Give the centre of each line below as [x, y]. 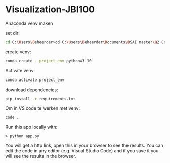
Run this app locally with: [31, 127]
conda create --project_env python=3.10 [49, 61]
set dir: [13, 33]
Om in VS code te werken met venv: [42, 108]
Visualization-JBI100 [50, 9]
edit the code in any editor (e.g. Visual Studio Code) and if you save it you [82, 151]
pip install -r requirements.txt [40, 99]
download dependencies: [32, 90]
